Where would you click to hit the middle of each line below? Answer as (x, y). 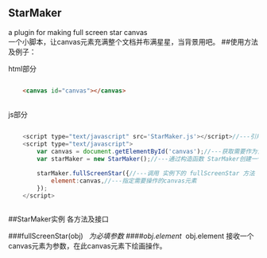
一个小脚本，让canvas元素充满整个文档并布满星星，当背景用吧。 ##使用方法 (133, 41)
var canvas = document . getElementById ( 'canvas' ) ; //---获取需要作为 (147, 152)
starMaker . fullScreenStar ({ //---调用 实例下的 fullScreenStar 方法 (146, 173)
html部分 (23, 68)
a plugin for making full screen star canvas (78, 32)
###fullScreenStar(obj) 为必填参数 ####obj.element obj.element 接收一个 (131, 236)
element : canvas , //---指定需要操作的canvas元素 (124, 181)
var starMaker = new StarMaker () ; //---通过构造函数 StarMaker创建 (144, 159)
